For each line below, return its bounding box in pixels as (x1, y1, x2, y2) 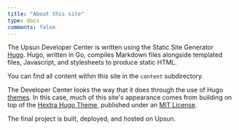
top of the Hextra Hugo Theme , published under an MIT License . (7, 101, 198, 109)
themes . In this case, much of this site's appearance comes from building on (7, 93, 233, 102)
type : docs (7, 17, 40, 24)
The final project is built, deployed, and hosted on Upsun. (7, 114, 176, 123)
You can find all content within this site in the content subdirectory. (7, 72, 204, 80)
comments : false (7, 23, 56, 31)
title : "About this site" (7, 10, 84, 18)
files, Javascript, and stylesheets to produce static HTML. (7, 58, 177, 67)
